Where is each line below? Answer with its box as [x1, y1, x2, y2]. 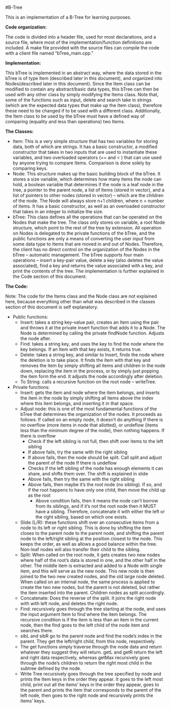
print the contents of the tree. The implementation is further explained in [12, 268, 164, 274]
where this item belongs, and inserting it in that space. [20, 401, 134, 406]
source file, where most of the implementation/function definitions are [5, 39, 152, 45]
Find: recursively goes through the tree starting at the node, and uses [20, 606, 166, 612]
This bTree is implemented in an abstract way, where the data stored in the [5, 70, 162, 76]
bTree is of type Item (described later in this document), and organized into [5, 75, 163, 81]
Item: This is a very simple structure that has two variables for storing [12, 138, 158, 144]
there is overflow [20, 433, 56, 439]
